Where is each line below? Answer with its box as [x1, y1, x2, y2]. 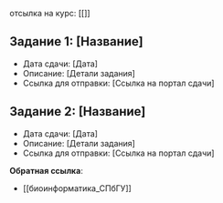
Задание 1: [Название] [9, 34, 143, 49]
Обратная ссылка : [9, 165, 84, 176]
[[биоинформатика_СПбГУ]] [22, 182, 133, 194]
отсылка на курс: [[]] [9, 8, 90, 18]
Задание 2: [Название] [9, 104, 146, 119]
